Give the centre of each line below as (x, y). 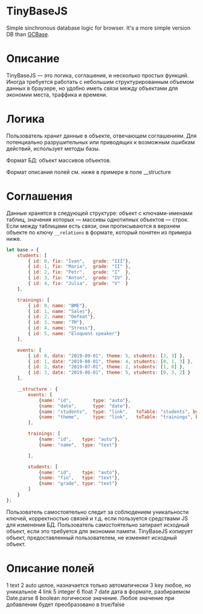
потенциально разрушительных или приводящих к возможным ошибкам (101, 142)
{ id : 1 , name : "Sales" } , (61, 311)
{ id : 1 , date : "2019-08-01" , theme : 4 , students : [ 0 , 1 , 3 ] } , (111, 361)
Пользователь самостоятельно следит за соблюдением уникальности (98, 512)
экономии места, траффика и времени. (57, 94)
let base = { (23, 250)
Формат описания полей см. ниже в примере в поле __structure (89, 172)
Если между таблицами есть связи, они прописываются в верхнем (93, 226)
